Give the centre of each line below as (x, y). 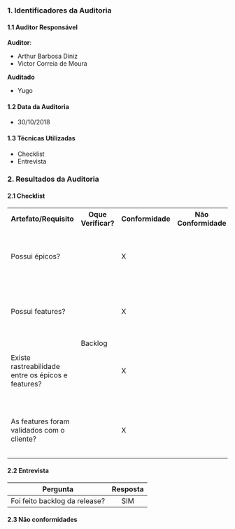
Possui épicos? (36, 256)
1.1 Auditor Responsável (43, 27)
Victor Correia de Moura (52, 64)
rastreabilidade (36, 366)
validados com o (38, 430)
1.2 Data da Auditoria (38, 106)
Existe (21, 357)
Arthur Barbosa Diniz (48, 56)
